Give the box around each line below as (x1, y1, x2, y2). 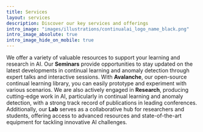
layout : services (6, 15, 51, 21)
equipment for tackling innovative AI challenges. (6, 119, 127, 125)
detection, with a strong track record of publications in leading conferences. (6, 99, 198, 106)
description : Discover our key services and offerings (6, 20, 149, 26)
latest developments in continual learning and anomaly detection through (6, 67, 190, 74)
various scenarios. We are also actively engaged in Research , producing (6, 86, 189, 93)
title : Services (6, 9, 48, 15)
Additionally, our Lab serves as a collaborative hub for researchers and (6, 106, 185, 113)
